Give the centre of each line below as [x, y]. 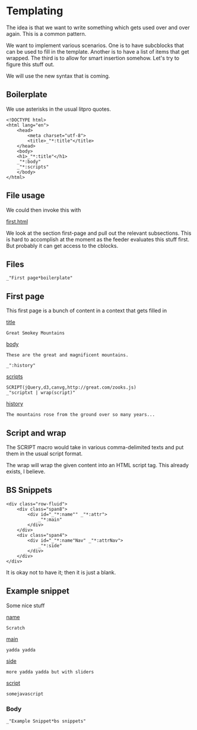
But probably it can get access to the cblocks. [62, 246]
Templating [35, 11]
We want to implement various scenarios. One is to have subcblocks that [95, 45]
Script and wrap [36, 433]
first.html [17, 221]
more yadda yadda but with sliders [50, 672]
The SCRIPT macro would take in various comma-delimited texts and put [95, 447]
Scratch [16, 628]
